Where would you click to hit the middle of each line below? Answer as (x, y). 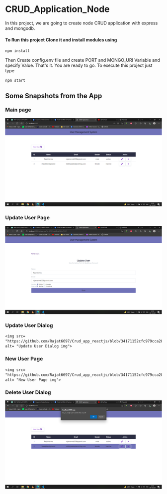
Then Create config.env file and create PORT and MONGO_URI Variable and (83, 60)
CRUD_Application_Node (57, 9)
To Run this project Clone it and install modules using (61, 40)
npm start (15, 81)
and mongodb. (20, 28)
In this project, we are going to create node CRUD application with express (82, 23)
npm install (17, 51)
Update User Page (27, 218)
